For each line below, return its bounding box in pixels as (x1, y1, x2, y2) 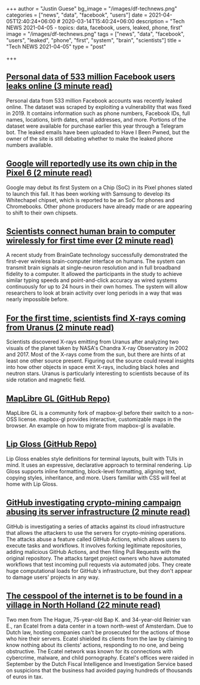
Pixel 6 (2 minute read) (6, 168, 93, 178)
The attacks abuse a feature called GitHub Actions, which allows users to (6, 535, 186, 543)
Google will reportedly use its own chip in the (6, 159, 177, 169)
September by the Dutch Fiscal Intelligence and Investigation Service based (6, 660, 193, 667)
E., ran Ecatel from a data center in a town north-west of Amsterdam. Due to (6, 622, 193, 630)
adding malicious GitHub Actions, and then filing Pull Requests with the (6, 548, 181, 555)
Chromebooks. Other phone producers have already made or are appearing (6, 203, 192, 210)
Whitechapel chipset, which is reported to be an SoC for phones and (6, 196, 175, 203)
